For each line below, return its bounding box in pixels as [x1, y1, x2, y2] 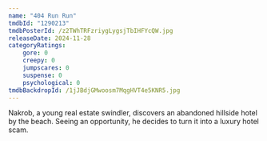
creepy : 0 [22, 57, 56, 65]
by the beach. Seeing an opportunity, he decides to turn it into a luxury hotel [8, 117, 260, 127]
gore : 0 [22, 49, 48, 57]
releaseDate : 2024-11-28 [8, 34, 91, 42]
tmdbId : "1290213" [8, 19, 70, 27]
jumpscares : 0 [22, 64, 70, 72]
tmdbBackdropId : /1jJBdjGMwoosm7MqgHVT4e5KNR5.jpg [8, 86, 181, 95]
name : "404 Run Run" [8, 11, 78, 20]
